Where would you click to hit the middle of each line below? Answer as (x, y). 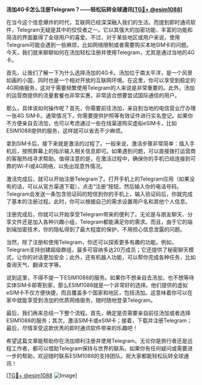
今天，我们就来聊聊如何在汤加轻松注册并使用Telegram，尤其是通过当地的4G (101, 52)
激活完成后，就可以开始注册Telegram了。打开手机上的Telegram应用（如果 (98, 179)
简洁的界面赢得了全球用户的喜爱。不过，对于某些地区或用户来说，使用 (93, 37)
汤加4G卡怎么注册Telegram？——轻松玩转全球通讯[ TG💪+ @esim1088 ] (94, 9)
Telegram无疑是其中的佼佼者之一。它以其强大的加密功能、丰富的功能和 (105, 30)
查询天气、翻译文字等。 (35, 265)
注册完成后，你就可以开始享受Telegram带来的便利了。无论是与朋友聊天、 (97, 214)
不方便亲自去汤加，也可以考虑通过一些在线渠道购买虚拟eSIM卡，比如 (92, 123)
